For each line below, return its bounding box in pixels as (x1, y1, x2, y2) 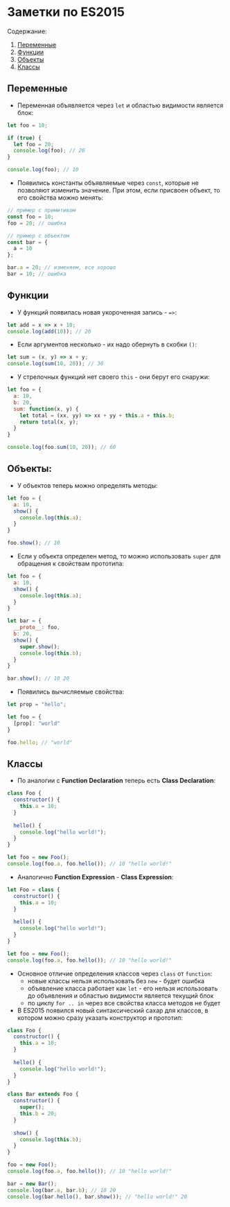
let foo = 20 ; (13, 141, 54, 148)
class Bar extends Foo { (7, 1091, 79, 1098)
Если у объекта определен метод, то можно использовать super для (17, 552, 221, 560)
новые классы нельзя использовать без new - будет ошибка (27, 976, 205, 985)
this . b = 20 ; (19, 1110, 57, 1118)
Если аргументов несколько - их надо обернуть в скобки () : (17, 340, 197, 349)
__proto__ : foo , (13, 624, 60, 631)
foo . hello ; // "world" (7, 739, 73, 746)
